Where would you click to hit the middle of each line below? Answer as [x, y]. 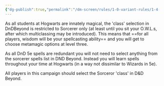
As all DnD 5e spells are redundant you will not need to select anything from [81, 53]
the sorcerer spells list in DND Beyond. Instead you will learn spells [72, 58]
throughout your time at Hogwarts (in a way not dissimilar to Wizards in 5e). [81, 64]
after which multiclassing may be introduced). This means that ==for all [77, 34]
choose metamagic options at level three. [47, 44]
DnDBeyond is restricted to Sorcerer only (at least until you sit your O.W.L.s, [81, 28]
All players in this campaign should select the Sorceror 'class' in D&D [74, 73]
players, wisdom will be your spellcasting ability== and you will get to [75, 39]
